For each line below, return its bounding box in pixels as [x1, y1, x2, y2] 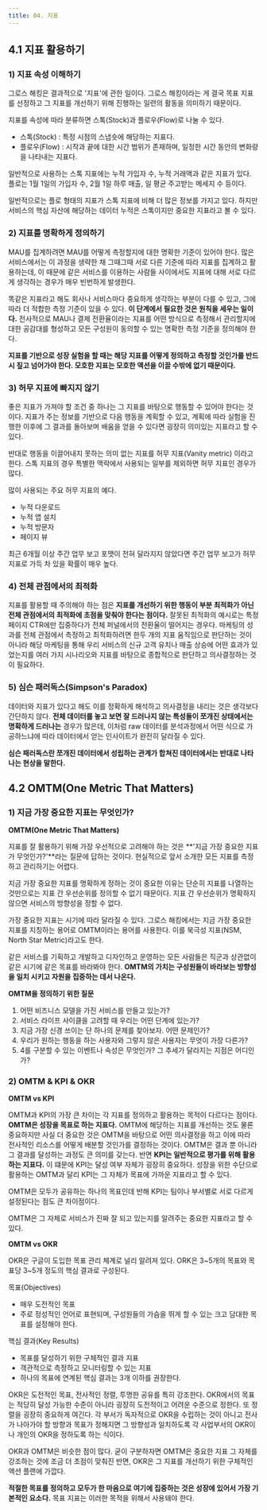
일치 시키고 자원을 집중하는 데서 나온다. [16, 972, 137, 982]
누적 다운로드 [19, 502, 61, 511]
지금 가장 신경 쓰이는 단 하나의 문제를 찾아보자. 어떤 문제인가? [19, 1026, 211, 1035]
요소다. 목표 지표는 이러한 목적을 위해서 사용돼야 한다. [29, 1493, 195, 1503]
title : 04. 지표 [8, 11, 59, 20]
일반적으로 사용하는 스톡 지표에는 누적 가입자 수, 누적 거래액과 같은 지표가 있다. [8, 169, 252, 179]
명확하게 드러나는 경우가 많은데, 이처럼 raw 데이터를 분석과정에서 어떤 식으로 [8, 721, 245, 731]
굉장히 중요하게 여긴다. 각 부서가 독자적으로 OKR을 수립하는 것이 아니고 [22, 1410, 243, 1419]
